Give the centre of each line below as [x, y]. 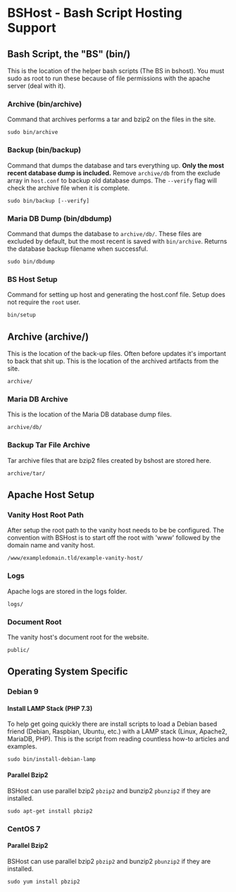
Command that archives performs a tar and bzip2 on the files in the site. [112, 119]
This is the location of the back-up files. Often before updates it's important [117, 353]
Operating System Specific [68, 672]
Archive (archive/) [48, 336]
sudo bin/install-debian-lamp [52, 760]
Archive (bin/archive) [45, 104]
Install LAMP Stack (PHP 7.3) [50, 708]
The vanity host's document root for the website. [78, 637]
